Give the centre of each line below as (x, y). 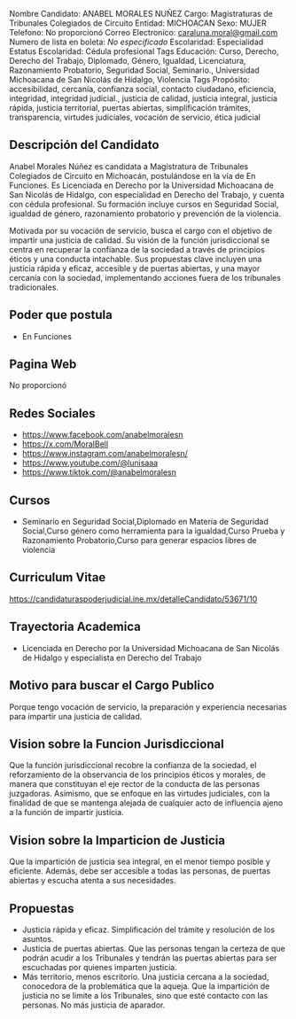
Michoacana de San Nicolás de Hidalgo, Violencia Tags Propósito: (129, 79)
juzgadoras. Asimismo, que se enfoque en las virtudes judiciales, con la (140, 794)
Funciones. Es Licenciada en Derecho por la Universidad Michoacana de (142, 185)
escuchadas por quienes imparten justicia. (99, 967)
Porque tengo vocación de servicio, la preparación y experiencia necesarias (148, 707)
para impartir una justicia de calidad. (76, 716)
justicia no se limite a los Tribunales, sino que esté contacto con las (145, 995)
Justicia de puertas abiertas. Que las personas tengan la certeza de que (153, 948)
